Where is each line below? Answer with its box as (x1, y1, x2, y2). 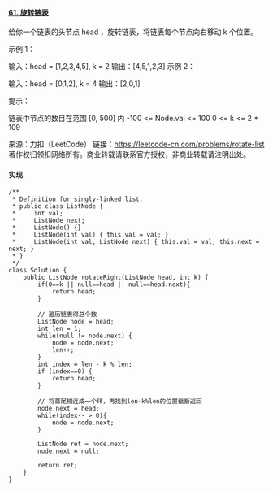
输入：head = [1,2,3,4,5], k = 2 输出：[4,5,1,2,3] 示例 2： (8, 62, 195, 72)
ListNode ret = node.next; (37, 440, 129, 449)
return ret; (37, 462, 79, 470)
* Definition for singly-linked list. (11, 195, 144, 203)
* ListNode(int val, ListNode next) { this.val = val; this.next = (11, 238, 260, 246)
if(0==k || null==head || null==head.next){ (37, 280, 191, 289)
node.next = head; (37, 405, 100, 413)
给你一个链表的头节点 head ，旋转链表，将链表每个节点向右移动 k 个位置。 (8, 27, 258, 37)
